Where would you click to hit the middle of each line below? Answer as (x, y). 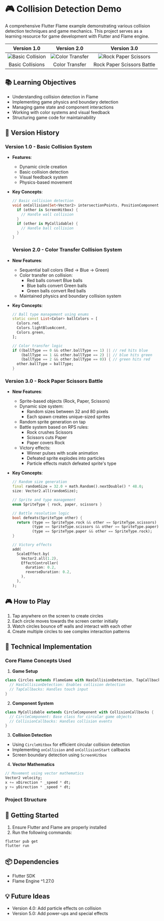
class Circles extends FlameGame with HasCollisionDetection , (70, 680)
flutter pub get (21, 841)
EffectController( (40, 563)
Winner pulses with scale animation (62, 453)
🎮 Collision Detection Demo (63, 9)
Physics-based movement (46, 182)
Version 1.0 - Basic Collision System (49, 147)
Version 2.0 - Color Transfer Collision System (67, 250)
